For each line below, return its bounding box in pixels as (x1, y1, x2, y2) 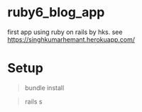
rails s (24, 97, 43, 106)
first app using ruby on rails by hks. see (7, 28, 123, 36)
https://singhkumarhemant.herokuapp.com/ (7, 35, 136, 43)
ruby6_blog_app (7, 4, 105, 21)
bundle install (24, 83, 65, 92)
